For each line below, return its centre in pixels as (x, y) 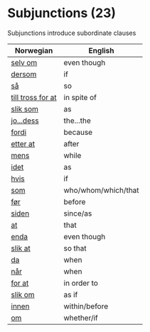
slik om (23, 294)
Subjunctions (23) (61, 13)
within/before (86, 306)
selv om (24, 62)
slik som (25, 109)
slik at (21, 248)
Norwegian (34, 50)
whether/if (81, 318)
